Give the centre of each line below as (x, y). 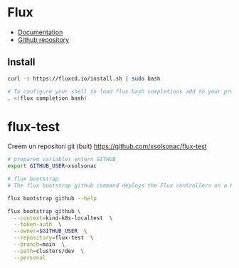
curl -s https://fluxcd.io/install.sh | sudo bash (84, 78)
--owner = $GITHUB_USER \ (51, 231)
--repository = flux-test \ (54, 238)
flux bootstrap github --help (52, 198)
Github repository (43, 39)
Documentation (40, 32)
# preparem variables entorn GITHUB (62, 160)
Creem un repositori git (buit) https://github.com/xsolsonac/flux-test (107, 146)
